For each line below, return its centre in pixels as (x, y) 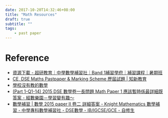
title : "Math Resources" (31, 15)
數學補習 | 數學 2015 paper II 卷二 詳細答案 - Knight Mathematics (79, 104)
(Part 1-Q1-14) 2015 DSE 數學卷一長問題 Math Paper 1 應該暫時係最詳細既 (88, 91)
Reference (27, 58)
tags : (11, 29)
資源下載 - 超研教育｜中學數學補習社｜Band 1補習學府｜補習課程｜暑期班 (88, 72)
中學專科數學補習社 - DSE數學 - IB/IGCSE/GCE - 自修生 (78, 110)
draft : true (18, 19)
